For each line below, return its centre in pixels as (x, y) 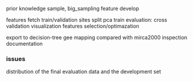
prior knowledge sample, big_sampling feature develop (73, 9)
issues (16, 59)
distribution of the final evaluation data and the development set (84, 72)
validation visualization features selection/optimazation (73, 26)
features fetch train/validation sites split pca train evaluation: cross (87, 20)
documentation (24, 44)
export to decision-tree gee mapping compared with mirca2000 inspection (97, 37)
